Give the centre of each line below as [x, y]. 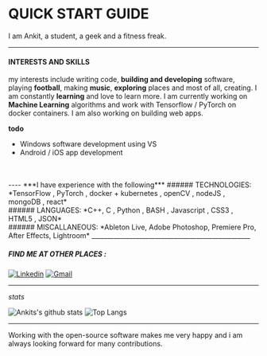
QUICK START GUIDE [79, 14]
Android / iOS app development [71, 153]
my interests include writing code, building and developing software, [122, 80]
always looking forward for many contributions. [85, 344]
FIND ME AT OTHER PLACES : [58, 254]
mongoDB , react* [38, 202]
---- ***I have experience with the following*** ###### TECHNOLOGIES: [130, 185]
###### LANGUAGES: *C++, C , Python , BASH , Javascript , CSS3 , [121, 210]
